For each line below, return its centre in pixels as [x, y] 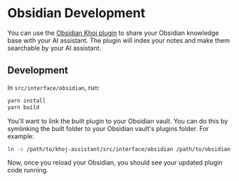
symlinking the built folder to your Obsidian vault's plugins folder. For [108, 128]
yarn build [23, 107]
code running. [28, 170]
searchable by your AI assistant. [54, 48]
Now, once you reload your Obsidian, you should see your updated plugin [115, 162]
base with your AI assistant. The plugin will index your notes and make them [118, 40]
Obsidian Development [76, 13]
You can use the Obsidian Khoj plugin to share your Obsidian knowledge [113, 33]
